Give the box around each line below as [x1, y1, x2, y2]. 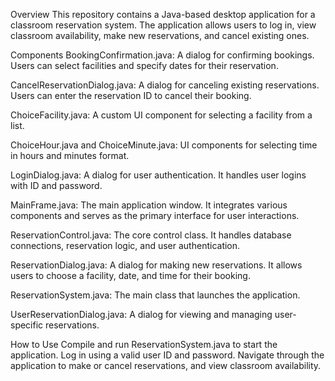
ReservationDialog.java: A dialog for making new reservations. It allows [10, 259, 303, 271]
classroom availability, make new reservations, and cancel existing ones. [10, 30, 310, 41]
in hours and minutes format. [10, 150, 130, 161]
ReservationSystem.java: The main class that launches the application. [10, 289, 301, 301]
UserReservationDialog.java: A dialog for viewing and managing [10, 309, 273, 320]
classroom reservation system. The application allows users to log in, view [10, 19, 317, 31]
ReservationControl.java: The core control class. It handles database [10, 229, 292, 241]
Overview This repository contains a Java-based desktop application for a [10, 9, 316, 20]
